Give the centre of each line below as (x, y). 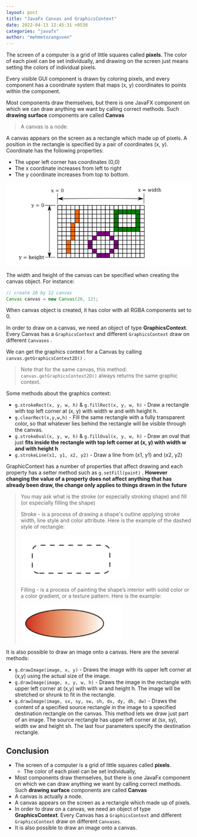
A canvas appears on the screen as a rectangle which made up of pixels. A (97, 138)
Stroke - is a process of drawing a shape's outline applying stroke (100, 514)
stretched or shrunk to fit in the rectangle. (65, 695)
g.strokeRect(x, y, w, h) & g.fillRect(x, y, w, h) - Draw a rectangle (102, 405)
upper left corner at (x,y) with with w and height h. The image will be (97, 688)
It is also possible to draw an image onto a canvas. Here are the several (93, 652)
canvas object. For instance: (40, 281)
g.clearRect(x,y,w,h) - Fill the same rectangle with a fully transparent (100, 417)
